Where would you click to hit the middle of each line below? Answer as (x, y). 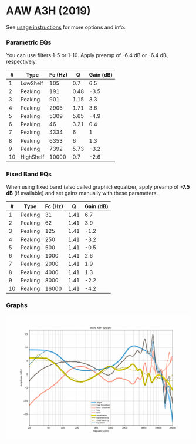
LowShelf (32, 83)
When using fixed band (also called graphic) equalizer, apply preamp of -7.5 (98, 187)
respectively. (21, 62)
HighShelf (32, 157)
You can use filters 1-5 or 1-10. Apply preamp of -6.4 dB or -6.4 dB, (87, 55)
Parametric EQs (29, 42)
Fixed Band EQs (29, 174)
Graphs (17, 305)
